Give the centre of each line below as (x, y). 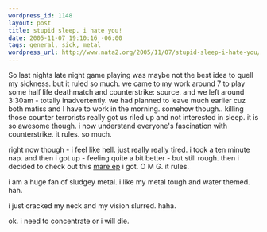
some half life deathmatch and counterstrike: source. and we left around (126, 92)
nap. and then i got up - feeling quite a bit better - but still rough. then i (124, 158)
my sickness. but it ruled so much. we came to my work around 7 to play (127, 83)
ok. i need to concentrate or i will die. (69, 221)
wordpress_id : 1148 (41, 15)
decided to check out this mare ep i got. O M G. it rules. (99, 166)
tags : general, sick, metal (55, 45)
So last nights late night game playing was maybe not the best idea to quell (131, 75)
